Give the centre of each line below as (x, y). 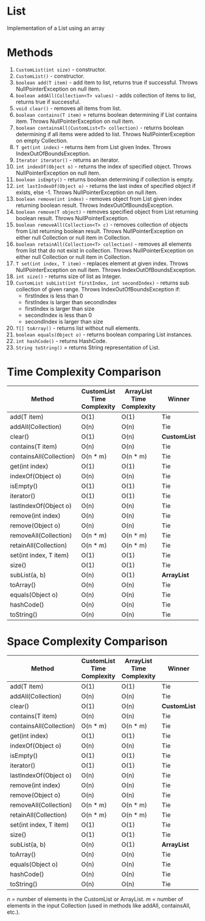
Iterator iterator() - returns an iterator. (68, 160)
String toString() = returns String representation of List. (88, 347)
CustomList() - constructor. (50, 76)
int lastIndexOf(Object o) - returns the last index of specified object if (106, 186)
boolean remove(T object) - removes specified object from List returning (107, 212)
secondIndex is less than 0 (58, 315)
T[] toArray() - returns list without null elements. (78, 328)
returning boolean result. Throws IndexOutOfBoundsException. (95, 205)
